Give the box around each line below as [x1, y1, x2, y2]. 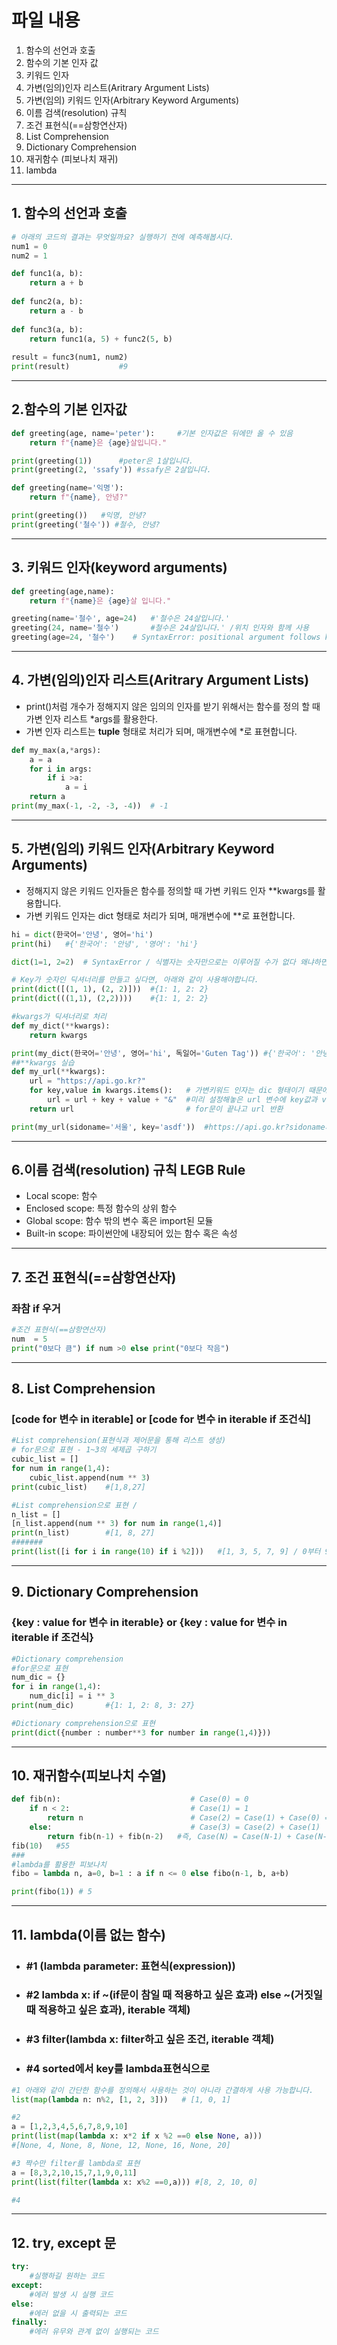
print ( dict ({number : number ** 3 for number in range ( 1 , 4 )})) [11, 1727, 272, 1738]
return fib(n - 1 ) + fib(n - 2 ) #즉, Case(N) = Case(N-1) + [47, 1831, 292, 1841]
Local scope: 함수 [25, 1190, 98, 1202]
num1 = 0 [11, 241, 48, 251]
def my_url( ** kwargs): [11, 1067, 106, 1077]
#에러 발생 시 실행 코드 [29, 2289, 114, 2300]
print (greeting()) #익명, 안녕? [11, 511, 147, 521]
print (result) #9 [11, 362, 129, 372]
